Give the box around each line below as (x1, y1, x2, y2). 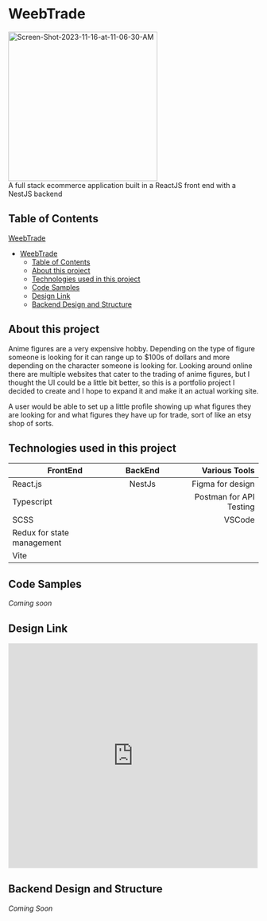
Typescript (12, 496, 53, 508)
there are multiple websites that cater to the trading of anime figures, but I (8, 369, 250, 378)
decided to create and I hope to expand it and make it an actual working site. (8, 386, 259, 395)
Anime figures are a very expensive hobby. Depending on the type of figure (8, 343, 256, 353)
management (12, 537, 62, 548)
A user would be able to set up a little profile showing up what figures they (8, 402, 252, 411)
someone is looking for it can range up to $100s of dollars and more (8, 352, 230, 362)
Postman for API (194, 492, 255, 503)
